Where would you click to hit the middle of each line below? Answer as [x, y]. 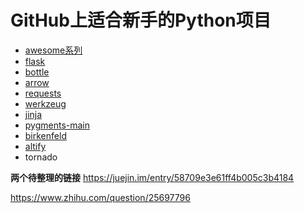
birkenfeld [45, 135]
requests [43, 93]
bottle [37, 72]
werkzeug [45, 103]
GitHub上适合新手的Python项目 [141, 20]
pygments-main [57, 125]
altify [35, 146]
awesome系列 [53, 50]
